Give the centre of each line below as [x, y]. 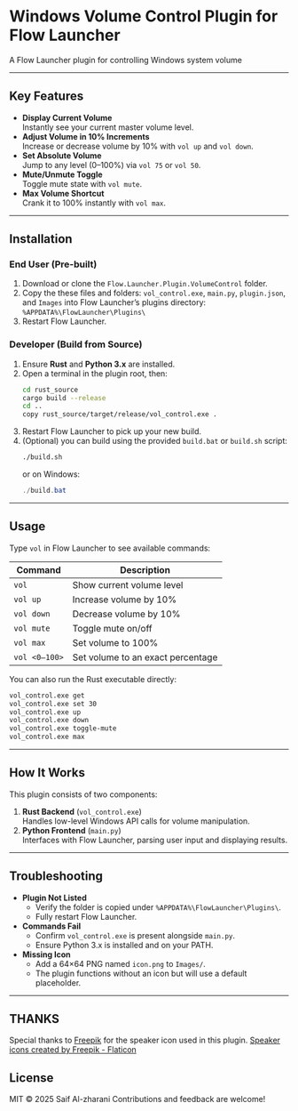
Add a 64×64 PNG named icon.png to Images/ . [120, 963]
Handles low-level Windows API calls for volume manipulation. [136, 821]
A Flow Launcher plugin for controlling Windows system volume [125, 60]
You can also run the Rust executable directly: [93, 679]
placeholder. [58, 982]
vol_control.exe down [49, 721]
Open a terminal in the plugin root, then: [95, 373]
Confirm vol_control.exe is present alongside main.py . [135, 935]
